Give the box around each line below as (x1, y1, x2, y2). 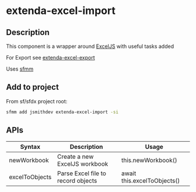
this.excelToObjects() (121, 176, 180, 184)
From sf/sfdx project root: (6, 97, 68, 104)
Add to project (6, 82, 60, 92)
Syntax (20, 142, 41, 151)
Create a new (57, 152, 94, 160)
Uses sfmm (6, 65, 34, 72)
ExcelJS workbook (57, 159, 108, 167)
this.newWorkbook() (121, 156, 177, 164)
